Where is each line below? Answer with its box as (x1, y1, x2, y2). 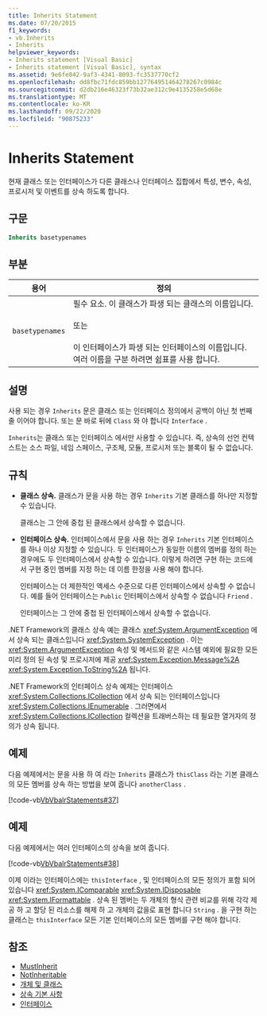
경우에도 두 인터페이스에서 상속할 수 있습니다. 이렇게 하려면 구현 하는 (19, 554, 232, 564)
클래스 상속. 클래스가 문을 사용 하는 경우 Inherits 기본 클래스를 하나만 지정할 (19, 490, 258, 500)
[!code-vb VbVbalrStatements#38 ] (8, 859, 119, 868)
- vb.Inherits (8, 33, 56, 42)
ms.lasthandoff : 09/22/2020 (8, 108, 102, 116)
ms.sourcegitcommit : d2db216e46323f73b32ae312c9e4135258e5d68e (8, 85, 222, 94)
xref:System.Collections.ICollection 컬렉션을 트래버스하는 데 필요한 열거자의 (8, 711, 248, 720)
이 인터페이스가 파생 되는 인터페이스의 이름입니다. (72, 342, 248, 353)
